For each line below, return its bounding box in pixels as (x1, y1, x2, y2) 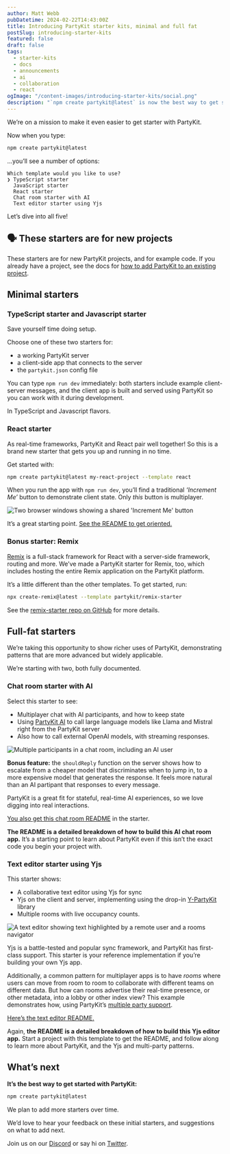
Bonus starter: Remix (7, 537, 79, 547)
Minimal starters (7, 288, 79, 300)
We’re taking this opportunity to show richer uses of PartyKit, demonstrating (7, 644, 222, 652)
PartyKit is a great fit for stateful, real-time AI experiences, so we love (7, 794, 204, 802)
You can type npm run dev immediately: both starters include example (7, 379, 203, 388)
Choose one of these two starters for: (7, 338, 113, 347)
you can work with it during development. (7, 394, 125, 402)
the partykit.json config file (16, 366, 98, 374)
